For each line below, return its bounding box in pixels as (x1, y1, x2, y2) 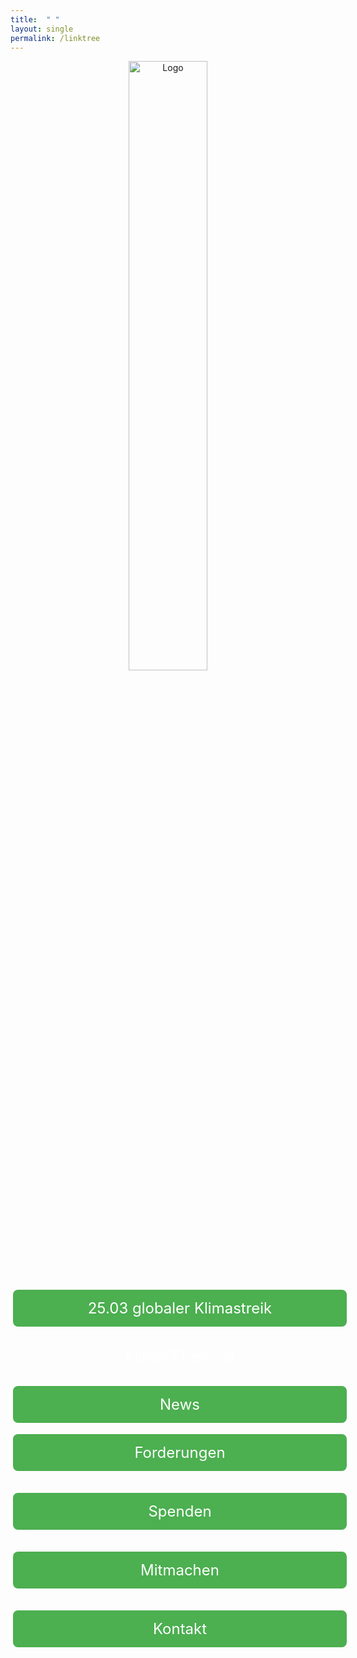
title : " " (10, 14, 60, 25)
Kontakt (152, 1619, 208, 1639)
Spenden (148, 1502, 212, 1521)
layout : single (10, 24, 74, 34)
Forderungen (134, 1443, 226, 1463)
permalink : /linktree (10, 33, 101, 43)
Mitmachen (140, 1561, 220, 1580)
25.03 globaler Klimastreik (87, 1299, 273, 1318)
